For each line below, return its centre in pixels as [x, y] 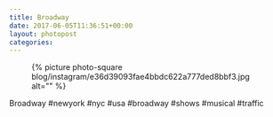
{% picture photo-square [77, 67]
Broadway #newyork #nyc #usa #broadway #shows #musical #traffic [136, 104]
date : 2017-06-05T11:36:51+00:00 [71, 26]
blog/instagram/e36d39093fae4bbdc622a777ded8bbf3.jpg [141, 77]
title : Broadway [39, 17]
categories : [31, 42]
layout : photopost [43, 34]
